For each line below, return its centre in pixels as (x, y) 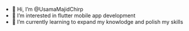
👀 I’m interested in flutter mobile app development (73, 15)
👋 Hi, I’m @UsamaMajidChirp (48, 9)
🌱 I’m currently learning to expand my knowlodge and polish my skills (97, 22)
